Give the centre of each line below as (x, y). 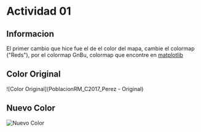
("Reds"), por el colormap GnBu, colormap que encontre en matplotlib (95, 55)
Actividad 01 (39, 11)
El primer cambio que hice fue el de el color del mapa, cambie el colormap (100, 48)
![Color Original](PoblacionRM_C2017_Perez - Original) (75, 89)
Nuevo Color (31, 108)
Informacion (30, 34)
